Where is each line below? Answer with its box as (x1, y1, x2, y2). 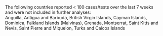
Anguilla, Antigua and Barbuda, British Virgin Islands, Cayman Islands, (5, 15, 147, 20)
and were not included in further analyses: (5, 9, 91, 15)
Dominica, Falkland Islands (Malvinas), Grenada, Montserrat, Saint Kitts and (5, 20, 159, 26)
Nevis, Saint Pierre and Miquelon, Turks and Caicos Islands (5, 25, 125, 31)
